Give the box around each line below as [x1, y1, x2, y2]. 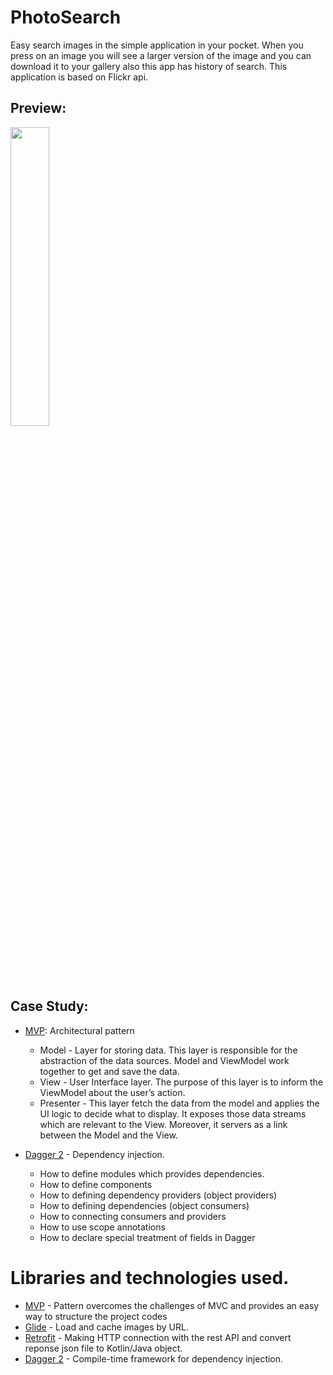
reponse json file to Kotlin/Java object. [24, 1342, 183, 1354]
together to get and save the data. [39, 1065, 180, 1077]
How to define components [39, 1178, 153, 1190]
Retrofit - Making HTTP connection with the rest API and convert [24, 1331, 292, 1343]
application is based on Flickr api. [10, 71, 149, 83]
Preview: [10, 100, 67, 117]
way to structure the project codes [24, 1310, 168, 1322]
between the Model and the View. [39, 1129, 178, 1141]
